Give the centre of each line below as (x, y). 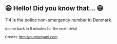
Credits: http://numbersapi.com (31, 37)
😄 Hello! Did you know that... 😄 (54, 8)
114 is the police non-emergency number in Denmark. (59, 20)
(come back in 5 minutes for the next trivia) (41, 29)
